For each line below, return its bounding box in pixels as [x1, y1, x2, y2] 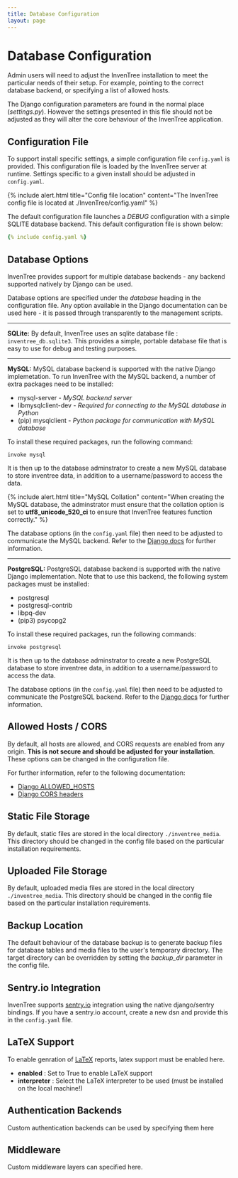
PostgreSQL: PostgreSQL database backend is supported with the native [7, 564, 221, 573]
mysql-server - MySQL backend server [17, 393, 132, 402]
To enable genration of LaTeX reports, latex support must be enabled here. [7, 1055, 225, 1064]
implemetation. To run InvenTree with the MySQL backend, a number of [7, 372, 216, 380]
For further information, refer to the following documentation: [7, 769, 186, 777]
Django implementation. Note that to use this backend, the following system [7, 572, 229, 580]
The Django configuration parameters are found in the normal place [7, 100, 205, 109]
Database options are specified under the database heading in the [7, 293, 202, 302]
